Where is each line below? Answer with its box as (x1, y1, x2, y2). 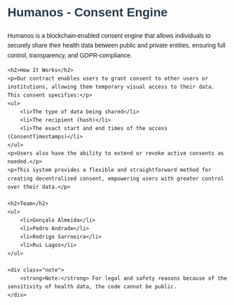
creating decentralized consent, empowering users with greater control (7, 175, 224, 182)
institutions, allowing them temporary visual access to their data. (7, 83, 215, 90)
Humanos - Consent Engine (7, 5, 168, 20)
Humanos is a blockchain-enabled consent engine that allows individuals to (7, 31, 211, 39)
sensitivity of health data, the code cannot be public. (7, 283, 177, 290)
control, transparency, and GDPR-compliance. (7, 51, 132, 59)
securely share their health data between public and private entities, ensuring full (7, 41, 226, 50)
